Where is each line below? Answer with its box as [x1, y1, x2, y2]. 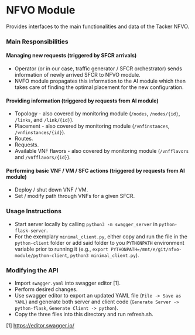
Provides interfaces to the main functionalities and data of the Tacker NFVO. [6, 23, 190, 30]
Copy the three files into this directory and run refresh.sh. [14, 311, 153, 318]
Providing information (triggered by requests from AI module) [6, 97, 159, 104]
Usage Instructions [6, 207, 61, 216]
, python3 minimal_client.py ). [67, 251, 139, 258]
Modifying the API [6, 266, 59, 274]
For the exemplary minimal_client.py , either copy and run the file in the [14, 233, 187, 240]
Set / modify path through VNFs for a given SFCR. [14, 193, 135, 200]
